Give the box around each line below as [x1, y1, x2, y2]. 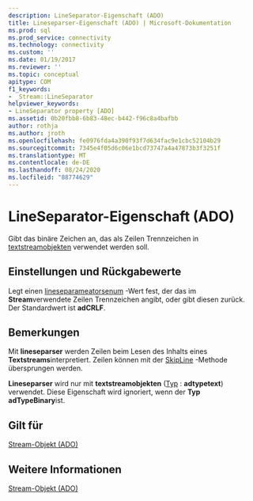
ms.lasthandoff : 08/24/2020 [8, 166, 101, 174]
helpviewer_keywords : [8, 100, 80, 108]
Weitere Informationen [8, 462, 123, 476]
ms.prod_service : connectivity [8, 33, 111, 42]
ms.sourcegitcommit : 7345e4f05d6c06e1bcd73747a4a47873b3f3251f [8, 144, 221, 152]
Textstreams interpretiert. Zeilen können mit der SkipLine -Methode [8, 355, 228, 365]
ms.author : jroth [8, 129, 66, 137]
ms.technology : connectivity [8, 41, 104, 49]
